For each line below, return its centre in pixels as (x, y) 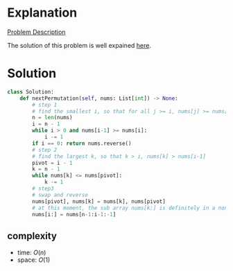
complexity (32, 236)
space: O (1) (34, 260)
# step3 (43, 189)
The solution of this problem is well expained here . (79, 45)
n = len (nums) (52, 118)
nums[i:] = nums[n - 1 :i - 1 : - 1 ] (74, 214)
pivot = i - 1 (52, 163)
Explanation (42, 13)
